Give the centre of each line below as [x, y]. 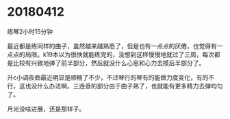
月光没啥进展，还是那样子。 [46, 109]
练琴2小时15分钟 [30, 31]
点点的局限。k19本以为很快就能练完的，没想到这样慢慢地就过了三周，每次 [111, 54]
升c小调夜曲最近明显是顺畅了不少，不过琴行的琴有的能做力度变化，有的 [108, 77]
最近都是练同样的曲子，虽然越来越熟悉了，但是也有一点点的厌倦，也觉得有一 [115, 46]
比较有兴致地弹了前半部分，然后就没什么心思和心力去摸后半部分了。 [109, 63]
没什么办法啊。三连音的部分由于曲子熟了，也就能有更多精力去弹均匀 [127, 86]
